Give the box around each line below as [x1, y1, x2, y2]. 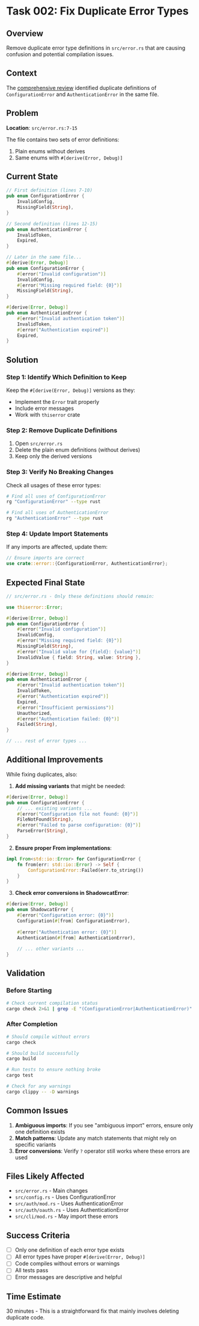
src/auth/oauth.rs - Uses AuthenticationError [14, 1206, 129, 1214]
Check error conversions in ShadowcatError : [14, 889, 129, 897]
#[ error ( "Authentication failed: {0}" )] [17, 716, 120, 722]
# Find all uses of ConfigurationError [6, 493, 106, 499]
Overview [6, 28, 44, 39]
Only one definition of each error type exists [14, 1246, 125, 1254]
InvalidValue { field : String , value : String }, [17, 654, 141, 661]
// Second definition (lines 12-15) [6, 220, 98, 227]
